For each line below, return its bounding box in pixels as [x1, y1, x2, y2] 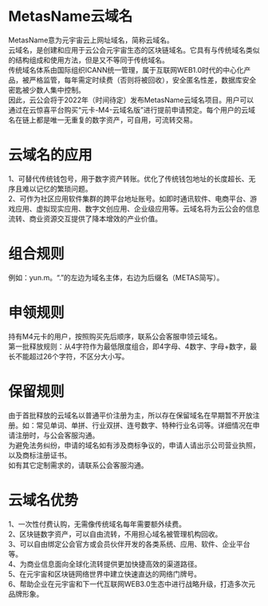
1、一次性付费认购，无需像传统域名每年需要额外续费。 [8, 519, 186, 529]
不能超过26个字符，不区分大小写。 [14, 351, 129, 361]
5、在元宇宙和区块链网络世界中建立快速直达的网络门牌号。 [8, 568, 202, 579]
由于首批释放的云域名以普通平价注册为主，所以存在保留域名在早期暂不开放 [8, 410, 253, 420]
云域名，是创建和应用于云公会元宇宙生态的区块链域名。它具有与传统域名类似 [8, 45, 260, 54]
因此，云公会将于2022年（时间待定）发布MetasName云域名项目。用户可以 [8, 95, 254, 105]
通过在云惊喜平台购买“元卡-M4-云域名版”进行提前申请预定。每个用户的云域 [8, 105, 255, 114]
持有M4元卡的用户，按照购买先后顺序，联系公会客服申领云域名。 [8, 331, 222, 341]
